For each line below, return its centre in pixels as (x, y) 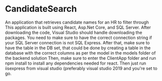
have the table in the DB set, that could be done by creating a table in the (78, 48)
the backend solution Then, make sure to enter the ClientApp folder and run (81, 58)
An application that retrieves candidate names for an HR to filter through (77, 22)
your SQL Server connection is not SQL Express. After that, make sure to (77, 42)
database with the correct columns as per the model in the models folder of (81, 53)
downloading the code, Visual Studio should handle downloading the (73, 32)
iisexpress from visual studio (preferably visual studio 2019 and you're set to (81, 68)
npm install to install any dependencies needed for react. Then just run (76, 63)
